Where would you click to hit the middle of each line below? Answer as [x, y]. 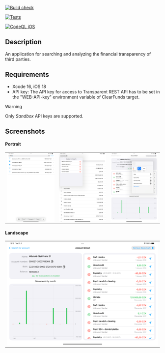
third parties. [18, 59]
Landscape [17, 233]
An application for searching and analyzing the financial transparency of [78, 54]
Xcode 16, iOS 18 [29, 87]
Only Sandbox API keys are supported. [44, 116]
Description [23, 42]
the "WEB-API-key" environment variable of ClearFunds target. [76, 97]
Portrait [13, 144]
